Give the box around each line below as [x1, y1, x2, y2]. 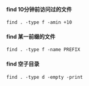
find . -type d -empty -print [6, 74, 84, 80]
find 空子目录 [6, 61, 40, 67]
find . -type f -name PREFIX [6, 47, 80, 53]
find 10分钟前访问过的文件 [6, 5, 72, 13]
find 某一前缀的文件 [6, 33, 56, 40]
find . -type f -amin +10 [6, 19, 72, 25]
